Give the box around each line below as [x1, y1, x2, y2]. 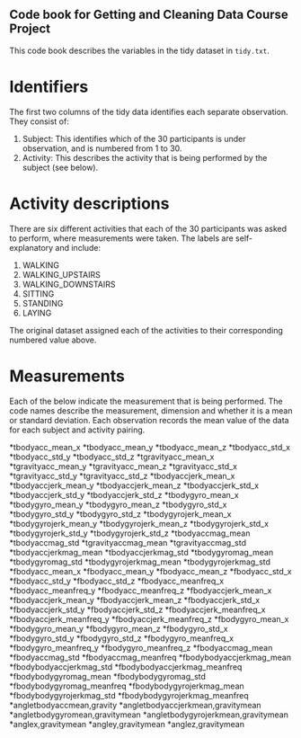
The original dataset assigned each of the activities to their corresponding [9, 325, 283, 335]
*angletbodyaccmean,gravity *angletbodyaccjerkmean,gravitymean [9, 699, 262, 710]
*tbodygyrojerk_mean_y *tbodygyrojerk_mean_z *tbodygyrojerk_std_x [9, 518, 270, 529]
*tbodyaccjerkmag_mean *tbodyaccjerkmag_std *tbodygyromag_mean [9, 547, 274, 557]
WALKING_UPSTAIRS [22, 269, 101, 280]
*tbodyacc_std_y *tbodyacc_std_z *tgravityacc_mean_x [9, 451, 215, 462]
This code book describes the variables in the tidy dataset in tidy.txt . [9, 45, 270, 56]
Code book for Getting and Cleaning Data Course [9, 7, 289, 22]
